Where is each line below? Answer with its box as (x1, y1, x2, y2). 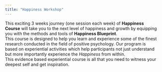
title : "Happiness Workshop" (5, 7, 64, 12)
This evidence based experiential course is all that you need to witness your (5, 56, 156, 62)
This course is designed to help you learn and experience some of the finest (5, 36, 157, 42)
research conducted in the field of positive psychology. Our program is (5, 41, 146, 46)
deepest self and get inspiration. (5, 61, 70, 67)
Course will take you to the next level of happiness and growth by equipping (5, 25, 157, 31)
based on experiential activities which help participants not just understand (5, 46, 155, 52)
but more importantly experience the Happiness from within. (5, 51, 126, 57)
